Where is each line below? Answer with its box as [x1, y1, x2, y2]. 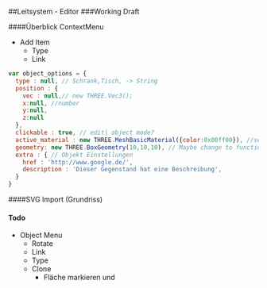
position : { [15, 84, 59, 92]
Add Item [19, 37, 50, 47]
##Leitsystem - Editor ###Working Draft [8, 7, 140, 16]
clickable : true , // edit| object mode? [15, 129, 155, 136]
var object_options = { [8, 70, 87, 78]
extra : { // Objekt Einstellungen [15, 151, 133, 159]
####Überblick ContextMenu [8, 22, 105, 31]
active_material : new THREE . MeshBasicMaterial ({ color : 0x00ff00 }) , [15, 136, 244, 144]
